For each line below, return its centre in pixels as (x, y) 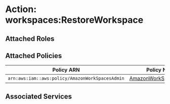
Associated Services (39, 96)
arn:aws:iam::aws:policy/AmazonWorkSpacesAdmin (66, 79)
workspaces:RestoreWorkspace (74, 20)
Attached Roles (30, 39)
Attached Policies (34, 56)
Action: (21, 9)
